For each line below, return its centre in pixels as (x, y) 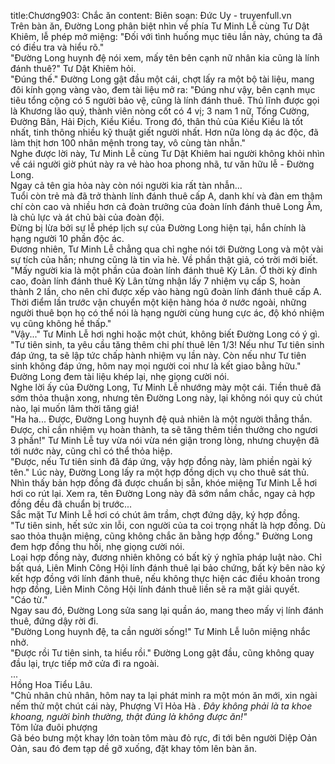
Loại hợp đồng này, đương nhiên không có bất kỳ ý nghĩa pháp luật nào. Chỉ (166, 557)
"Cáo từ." (29, 599)
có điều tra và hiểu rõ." (57, 47)
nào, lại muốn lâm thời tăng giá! (75, 408)
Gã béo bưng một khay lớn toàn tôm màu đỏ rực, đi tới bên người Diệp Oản (164, 738)
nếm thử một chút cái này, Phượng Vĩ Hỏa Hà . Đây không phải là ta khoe (161, 706)
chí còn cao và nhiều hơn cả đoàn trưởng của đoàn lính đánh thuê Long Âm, (166, 206)
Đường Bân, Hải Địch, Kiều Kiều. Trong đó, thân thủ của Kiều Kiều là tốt (157, 121)
